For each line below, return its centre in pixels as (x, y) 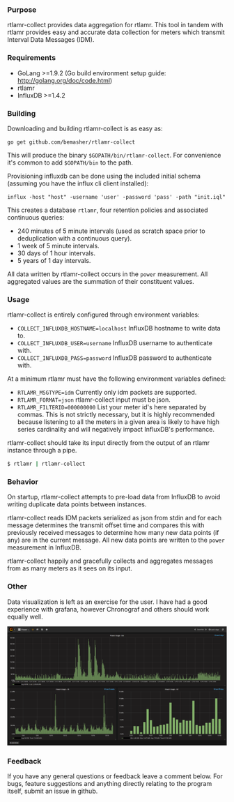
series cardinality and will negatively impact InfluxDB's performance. (116, 430)
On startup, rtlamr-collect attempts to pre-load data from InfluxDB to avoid (114, 497)
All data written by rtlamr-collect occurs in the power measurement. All (108, 274)
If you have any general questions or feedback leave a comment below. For (115, 776)
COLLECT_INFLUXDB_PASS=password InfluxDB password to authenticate (115, 358)
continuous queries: (36, 217)
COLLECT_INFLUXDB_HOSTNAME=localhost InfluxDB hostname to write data (119, 328)
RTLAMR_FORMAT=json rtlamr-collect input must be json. (94, 400)
